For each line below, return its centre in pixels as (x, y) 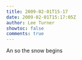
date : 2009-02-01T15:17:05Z (41, 17)
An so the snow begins (34, 50)
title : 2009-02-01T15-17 (37, 12)
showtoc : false (25, 28)
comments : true (25, 34)
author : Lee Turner (31, 23)
